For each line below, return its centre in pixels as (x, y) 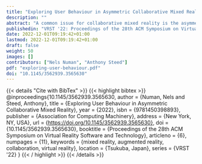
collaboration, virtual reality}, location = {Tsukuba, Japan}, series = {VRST (98, 148)
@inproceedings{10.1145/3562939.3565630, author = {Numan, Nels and (96, 97)
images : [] (20, 57)
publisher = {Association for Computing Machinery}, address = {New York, (99, 116)
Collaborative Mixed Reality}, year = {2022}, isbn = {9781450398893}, (93, 110)
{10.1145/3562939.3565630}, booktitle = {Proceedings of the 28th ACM (95, 129)
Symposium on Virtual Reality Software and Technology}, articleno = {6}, (96, 136)
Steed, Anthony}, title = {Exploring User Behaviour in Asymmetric (87, 104)
